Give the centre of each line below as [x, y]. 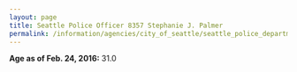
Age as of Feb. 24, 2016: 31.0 [63, 59]
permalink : [29, 33]
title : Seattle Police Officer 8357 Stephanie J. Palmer [116, 25]
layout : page [33, 17]
